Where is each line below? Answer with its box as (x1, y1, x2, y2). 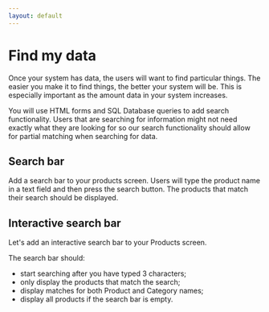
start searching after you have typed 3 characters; (19, 269, 187, 278)
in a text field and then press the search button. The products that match (8, 184, 249, 194)
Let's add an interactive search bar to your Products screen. (8, 238, 207, 248)
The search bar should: (8, 253, 86, 263)
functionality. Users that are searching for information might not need (8, 114, 238, 124)
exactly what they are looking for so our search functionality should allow (8, 122, 251, 133)
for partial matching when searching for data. (8, 131, 158, 141)
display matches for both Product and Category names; (19, 286, 204, 296)
